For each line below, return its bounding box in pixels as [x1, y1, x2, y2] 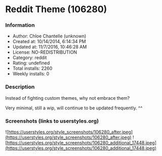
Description [5, 84, 35, 91]
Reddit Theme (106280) [5, 4, 107, 15]
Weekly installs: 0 [12, 71, 50, 77]
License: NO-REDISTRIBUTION [12, 49, 77, 55]
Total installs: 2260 [12, 65, 53, 71]
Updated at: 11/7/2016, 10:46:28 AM [12, 44, 87, 50]
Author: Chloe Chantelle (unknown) [12, 33, 87, 39]
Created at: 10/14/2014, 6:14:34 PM [12, 38, 86, 45]
